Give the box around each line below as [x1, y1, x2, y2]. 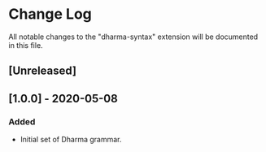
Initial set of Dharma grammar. [20, 135, 122, 145]
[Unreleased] [8, 64, 77, 78]
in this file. [8, 40, 43, 50]
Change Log [8, 5, 92, 24]
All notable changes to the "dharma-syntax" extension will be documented [8, 32, 259, 41]
